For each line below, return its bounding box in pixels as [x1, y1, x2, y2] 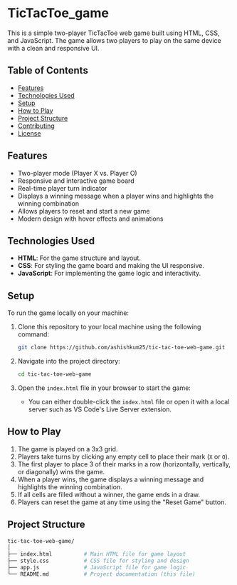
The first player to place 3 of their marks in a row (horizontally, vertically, [17, 459, 231, 469]
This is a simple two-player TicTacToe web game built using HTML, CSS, [7, 29, 220, 37]
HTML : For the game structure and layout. [17, 254, 141, 262]
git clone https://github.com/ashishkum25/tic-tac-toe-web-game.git [17, 344, 226, 351]
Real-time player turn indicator [17, 184, 107, 192]
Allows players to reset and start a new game [17, 206, 150, 215]
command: [17, 330, 50, 339]
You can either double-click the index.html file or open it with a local [28, 397, 230, 406]
